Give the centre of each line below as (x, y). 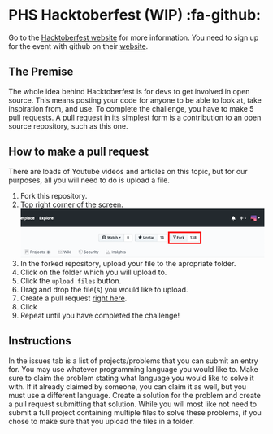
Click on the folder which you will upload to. (93, 272)
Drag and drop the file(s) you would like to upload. (104, 289)
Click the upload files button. (71, 281)
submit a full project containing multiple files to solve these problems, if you (135, 412)
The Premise (41, 72)
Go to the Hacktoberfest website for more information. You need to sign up (134, 37)
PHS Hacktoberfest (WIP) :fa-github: (135, 15)
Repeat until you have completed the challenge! (100, 315)
